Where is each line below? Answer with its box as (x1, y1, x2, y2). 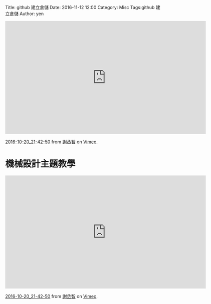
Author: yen (19, 11, 44, 17)
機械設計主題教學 (5, 158, 76, 170)
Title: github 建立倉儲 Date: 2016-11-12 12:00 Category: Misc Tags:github (5, 5, 155, 10)
